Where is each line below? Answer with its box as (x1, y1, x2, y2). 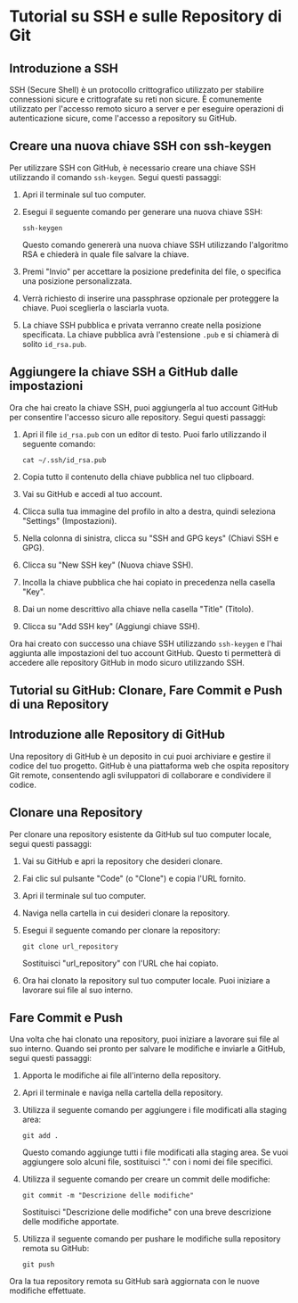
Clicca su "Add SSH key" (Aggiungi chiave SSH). (21, 620, 200, 631)
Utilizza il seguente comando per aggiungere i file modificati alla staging (21, 1105, 287, 1116)
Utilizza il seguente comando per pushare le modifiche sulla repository (21, 1233, 281, 1244)
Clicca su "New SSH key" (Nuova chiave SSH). (21, 560, 194, 570)
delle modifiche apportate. (21, 1216, 120, 1227)
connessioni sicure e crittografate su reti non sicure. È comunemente (9, 94, 262, 104)
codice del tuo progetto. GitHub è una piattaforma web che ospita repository (9, 760, 290, 771)
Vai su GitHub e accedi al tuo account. (21, 488, 163, 499)
